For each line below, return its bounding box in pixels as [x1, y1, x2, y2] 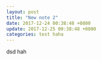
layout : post [6, 8, 39, 15]
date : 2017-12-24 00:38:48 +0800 [6, 20, 91, 26]
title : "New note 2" [6, 15, 59, 21]
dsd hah [6, 48, 27, 55]
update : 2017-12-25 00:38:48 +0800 [6, 25, 97, 32]
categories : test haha [6, 32, 64, 38]
